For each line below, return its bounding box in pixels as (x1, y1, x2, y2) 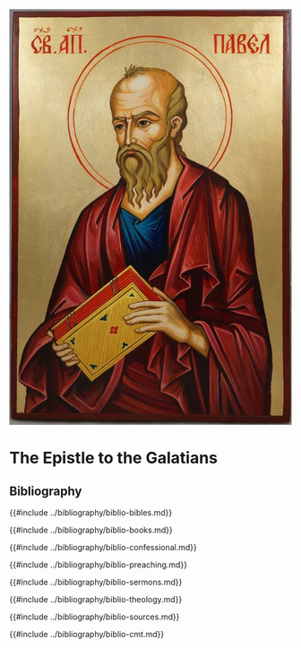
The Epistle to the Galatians (9, 448, 218, 469)
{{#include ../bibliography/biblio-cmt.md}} (9, 629, 164, 640)
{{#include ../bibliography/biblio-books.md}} (9, 524, 173, 536)
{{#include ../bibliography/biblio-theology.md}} (9, 594, 183, 605)
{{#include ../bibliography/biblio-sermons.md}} (9, 577, 183, 588)
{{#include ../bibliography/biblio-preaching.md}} (9, 559, 188, 570)
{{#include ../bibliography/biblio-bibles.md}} (9, 507, 173, 518)
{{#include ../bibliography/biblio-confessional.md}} (9, 542, 197, 553)
